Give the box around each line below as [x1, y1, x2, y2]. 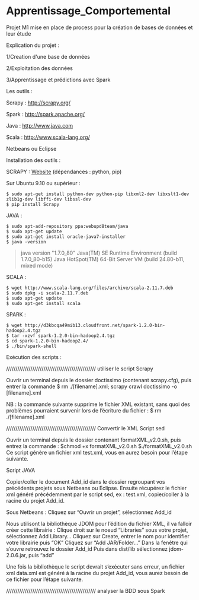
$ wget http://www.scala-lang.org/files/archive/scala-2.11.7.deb [6, 285, 174, 291]
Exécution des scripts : [6, 353, 62, 360]
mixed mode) [20, 262, 53, 269]
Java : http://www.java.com [6, 122, 73, 129]
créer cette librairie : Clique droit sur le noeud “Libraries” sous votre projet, [6, 526, 188, 534]
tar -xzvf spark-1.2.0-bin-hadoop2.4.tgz [11, 332, 115, 339]
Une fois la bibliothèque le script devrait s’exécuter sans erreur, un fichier [6, 563, 185, 570]
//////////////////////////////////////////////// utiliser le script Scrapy [6, 365, 153, 372]
